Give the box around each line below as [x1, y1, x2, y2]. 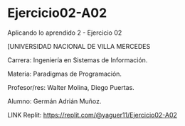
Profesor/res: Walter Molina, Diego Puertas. [7, 83, 135, 91]
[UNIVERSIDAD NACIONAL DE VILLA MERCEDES [7, 42, 151, 50]
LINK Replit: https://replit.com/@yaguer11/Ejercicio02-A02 [7, 110, 178, 119]
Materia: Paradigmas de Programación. [7, 69, 122, 78]
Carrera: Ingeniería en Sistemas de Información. [7, 55, 148, 64]
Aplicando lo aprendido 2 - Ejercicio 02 [7, 28, 122, 37]
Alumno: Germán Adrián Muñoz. [7, 97, 102, 105]
